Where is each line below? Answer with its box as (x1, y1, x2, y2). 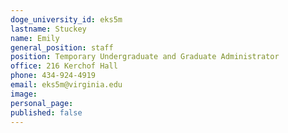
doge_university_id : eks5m (10, 14, 123, 25)
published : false (10, 107, 83, 118)
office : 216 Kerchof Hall (10, 61, 118, 71)
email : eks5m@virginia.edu (10, 80, 123, 90)
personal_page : (10, 98, 74, 108)
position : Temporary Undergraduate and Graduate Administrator (10, 52, 280, 62)
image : (10, 89, 38, 99)
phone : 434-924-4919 (10, 71, 97, 81)
